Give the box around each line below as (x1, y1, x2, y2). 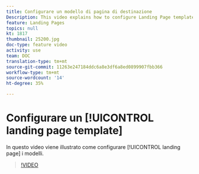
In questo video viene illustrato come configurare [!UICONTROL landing (6, 143, 181, 150)
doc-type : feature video (6, 42, 68, 48)
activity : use (6, 48, 41, 53)
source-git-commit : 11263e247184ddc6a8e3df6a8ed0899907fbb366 (6, 64, 163, 70)
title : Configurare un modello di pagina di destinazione (6, 8, 152, 15)
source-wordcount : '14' (6, 75, 65, 81)
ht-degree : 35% (6, 81, 44, 87)
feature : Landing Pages (6, 20, 65, 26)
